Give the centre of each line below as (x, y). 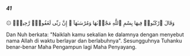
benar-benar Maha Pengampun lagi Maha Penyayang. (71, 47)
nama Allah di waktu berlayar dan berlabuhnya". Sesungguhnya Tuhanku (94, 40)
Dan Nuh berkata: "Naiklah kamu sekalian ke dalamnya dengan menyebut (95, 34)
